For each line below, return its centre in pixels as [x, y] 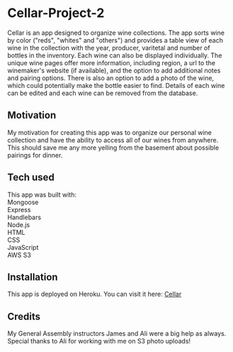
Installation [33, 277]
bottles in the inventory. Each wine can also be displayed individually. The [115, 55]
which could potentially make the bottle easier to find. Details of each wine [116, 85]
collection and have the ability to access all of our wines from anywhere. [113, 140]
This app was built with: [42, 194]
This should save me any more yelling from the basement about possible [113, 148]
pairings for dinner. [35, 155]
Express [19, 209]
